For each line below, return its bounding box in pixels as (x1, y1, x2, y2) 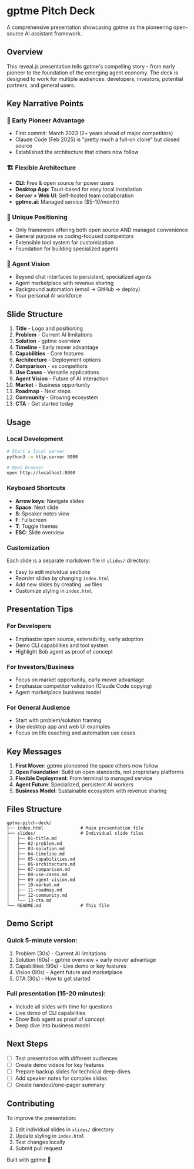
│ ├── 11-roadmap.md (6, 887, 62, 893)
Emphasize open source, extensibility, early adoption (15, 635, 143, 642)
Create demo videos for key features (15, 1061, 105, 1068)
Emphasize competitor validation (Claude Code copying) (15, 682, 152, 689)
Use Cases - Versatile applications (15, 369, 99, 376)
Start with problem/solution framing (15, 717, 102, 724)
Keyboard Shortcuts (6, 484, 66, 492)
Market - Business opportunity (15, 381, 91, 388)
